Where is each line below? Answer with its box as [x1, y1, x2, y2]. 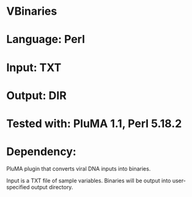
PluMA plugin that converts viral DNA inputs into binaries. [6, 164, 151, 172]
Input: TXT [6, 60, 62, 74]
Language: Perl [6, 33, 86, 47]
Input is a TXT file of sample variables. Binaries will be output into [6, 177, 171, 184]
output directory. [31, 183, 73, 191]
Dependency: [6, 145, 76, 159]
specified [6, 183, 30, 191]
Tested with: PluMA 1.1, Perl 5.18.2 [6, 117, 182, 130]
